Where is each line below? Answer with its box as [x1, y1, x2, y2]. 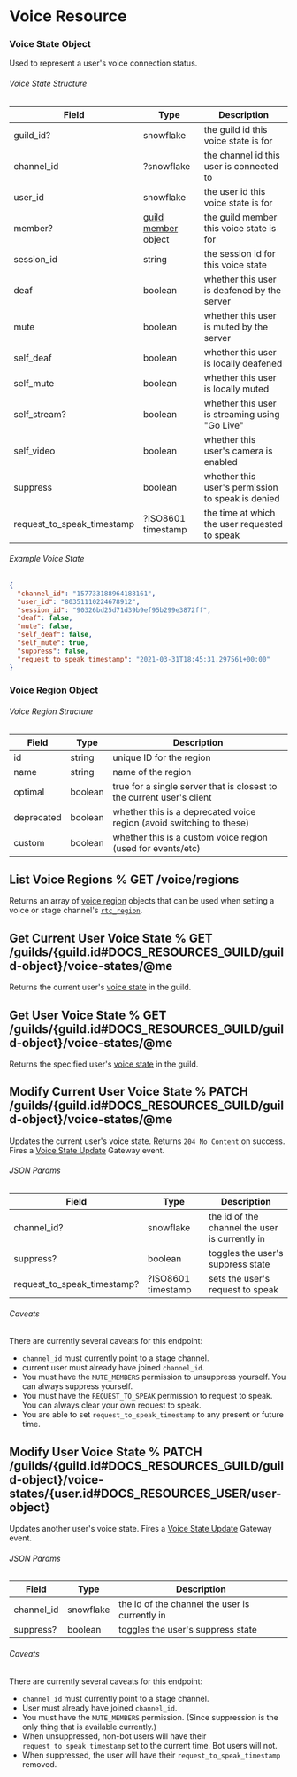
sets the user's [208, 1273, 270, 1285]
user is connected [203, 159, 279, 172]
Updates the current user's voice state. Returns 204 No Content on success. [9, 1136, 286, 1146]
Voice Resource [9, 6, 127, 27]
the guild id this [203, 123, 268, 136]
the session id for [203, 247, 276, 260]
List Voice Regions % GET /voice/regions [9, 873, 240, 888]
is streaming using [203, 407, 280, 420]
